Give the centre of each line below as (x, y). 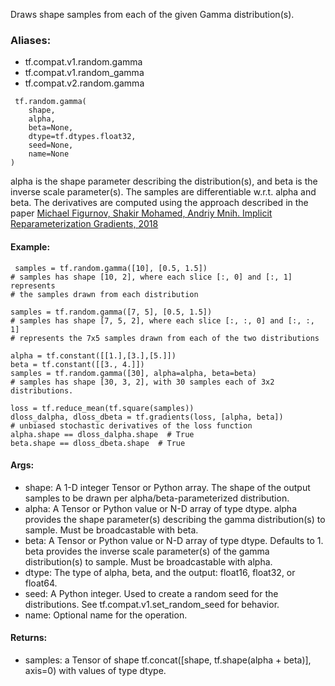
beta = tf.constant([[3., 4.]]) (77, 364)
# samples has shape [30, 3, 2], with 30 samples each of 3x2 (142, 382)
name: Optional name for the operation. (106, 615)
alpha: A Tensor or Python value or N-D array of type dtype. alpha (160, 508)
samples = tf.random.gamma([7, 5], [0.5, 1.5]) (111, 312)
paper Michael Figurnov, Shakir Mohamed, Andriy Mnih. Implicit (141, 213)
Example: (30, 246)
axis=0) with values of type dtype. (95, 670)
